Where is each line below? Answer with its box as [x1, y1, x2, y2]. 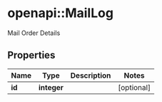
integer [38, 82, 64, 92]
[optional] [117, 82, 151, 92]
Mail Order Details [7, 29, 61, 37]
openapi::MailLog [7, 5, 114, 21]
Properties [7, 49, 56, 61]
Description [70, 70, 111, 80]
